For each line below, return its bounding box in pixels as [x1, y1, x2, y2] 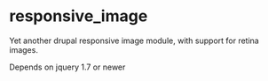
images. [9, 44, 38, 55]
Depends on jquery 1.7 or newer [9, 62, 126, 72]
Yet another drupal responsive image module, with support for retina [9, 35, 259, 46]
